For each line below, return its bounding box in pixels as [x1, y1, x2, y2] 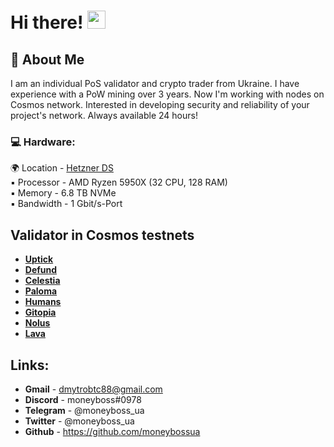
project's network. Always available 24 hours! [10, 110, 198, 121]
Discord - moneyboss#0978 [24, 393, 142, 405]
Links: [10, 356, 50, 374]
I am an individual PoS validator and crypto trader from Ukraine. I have [10, 78, 300, 89]
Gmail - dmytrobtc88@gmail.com [24, 383, 163, 395]
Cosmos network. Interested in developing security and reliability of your [10, 99, 310, 110]
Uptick [24, 253, 54, 265]
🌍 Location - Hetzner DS [10, 162, 114, 174]
